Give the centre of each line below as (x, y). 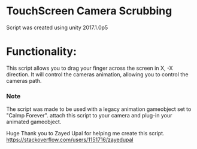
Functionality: (41, 52)
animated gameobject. (34, 122)
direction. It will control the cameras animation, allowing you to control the (97, 74)
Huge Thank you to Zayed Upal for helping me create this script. (85, 134)
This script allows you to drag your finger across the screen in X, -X (90, 68)
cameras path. (24, 80)
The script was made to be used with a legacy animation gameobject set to (99, 109)
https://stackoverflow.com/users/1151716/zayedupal (70, 140)
